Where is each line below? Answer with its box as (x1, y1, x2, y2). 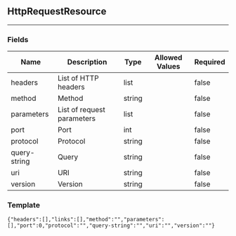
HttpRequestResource (7, 6, 107, 18)
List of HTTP (57, 74, 100, 83)
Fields (7, 34, 29, 44)
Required (194, 57, 225, 67)
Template (7, 200, 41, 210)
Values (157, 62, 181, 71)
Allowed (154, 53, 183, 62)
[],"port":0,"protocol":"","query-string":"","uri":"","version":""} (7, 222, 216, 230)
